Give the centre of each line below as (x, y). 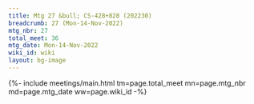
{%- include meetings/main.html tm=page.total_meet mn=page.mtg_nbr (127, 83)
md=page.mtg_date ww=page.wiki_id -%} (78, 91)
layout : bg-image (37, 61)
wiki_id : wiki (32, 53)
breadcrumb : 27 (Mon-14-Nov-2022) (66, 23)
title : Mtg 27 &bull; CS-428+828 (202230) (80, 16)
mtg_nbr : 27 (28, 30)
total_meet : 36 (34, 38)
